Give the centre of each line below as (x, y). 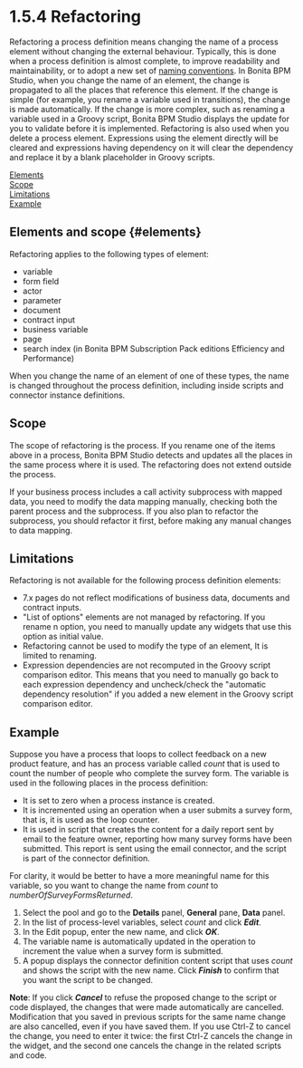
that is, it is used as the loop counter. (91, 820)
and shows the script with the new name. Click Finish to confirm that (151, 970)
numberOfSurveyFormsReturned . (71, 895)
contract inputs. (52, 608)
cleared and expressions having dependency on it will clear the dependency (151, 148)
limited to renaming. (60, 656)
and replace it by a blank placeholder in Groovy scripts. (112, 157)
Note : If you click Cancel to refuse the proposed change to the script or (143, 997)
